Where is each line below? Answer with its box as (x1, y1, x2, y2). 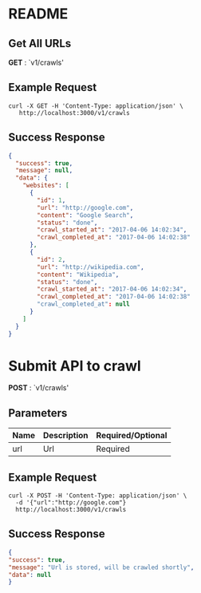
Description (42, 430, 89, 441)
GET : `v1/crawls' (8, 57, 64, 67)
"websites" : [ (22, 181, 69, 190)
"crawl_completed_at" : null (37, 300, 130, 308)
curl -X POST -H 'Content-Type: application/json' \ (8, 492, 187, 500)
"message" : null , (15, 167, 73, 175)
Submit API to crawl (8, 357, 141, 375)
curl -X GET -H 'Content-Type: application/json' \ (8, 101, 183, 110)
